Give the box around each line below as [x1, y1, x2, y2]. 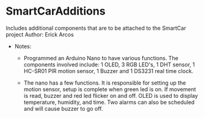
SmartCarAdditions [5, 4, 106, 18]
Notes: [14, 43, 32, 50]
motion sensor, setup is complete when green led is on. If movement [23, 85, 196, 92]
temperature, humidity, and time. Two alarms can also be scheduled [23, 99, 195, 106]
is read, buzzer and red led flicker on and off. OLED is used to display [23, 92, 199, 99]
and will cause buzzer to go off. [23, 105, 103, 112]
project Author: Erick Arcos [5, 30, 74, 38]
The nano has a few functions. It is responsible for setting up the [23, 79, 186, 86]
